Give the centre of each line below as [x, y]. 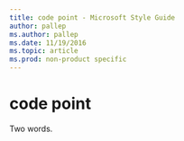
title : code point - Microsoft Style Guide [92, 18]
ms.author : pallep [44, 34]
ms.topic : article [44, 51]
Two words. [31, 128]
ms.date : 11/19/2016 [48, 43]
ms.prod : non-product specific [68, 59]
